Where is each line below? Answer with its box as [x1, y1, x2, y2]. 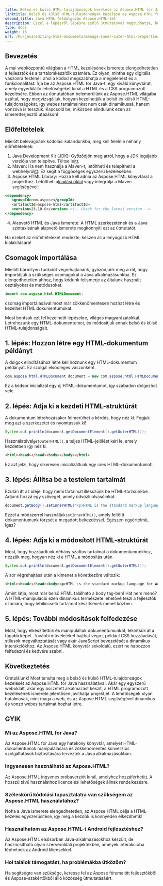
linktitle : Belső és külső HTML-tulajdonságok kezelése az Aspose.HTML [5, 12, 153, 16]
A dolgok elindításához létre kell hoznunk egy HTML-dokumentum [5, 359, 137, 365]
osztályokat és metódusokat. [5, 282, 63, 288]
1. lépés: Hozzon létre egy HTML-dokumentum [5, 339, 148, 347]
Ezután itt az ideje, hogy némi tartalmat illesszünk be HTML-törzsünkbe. [5, 488, 149, 494]
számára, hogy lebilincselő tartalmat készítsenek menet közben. [5, 601, 133, 607]
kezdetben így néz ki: [5, 443, 48, 449]
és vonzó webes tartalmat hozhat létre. [5, 701, 83, 707]
